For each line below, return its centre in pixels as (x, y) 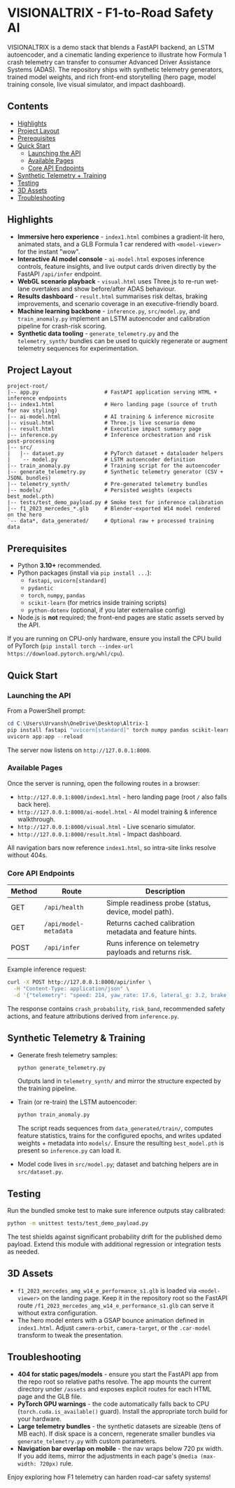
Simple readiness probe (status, (158, 903)
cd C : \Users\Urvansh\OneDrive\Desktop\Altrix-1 (78, 723)
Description (165, 891)
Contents (28, 106)
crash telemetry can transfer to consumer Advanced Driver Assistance (109, 62)
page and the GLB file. (50, 1396)
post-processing (31, 441)
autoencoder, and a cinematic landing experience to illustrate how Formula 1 (117, 55)
